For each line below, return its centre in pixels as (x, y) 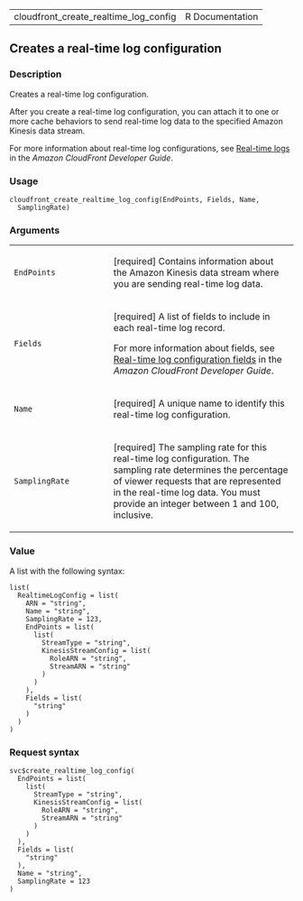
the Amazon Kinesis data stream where (196, 272)
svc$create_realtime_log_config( (72, 770)
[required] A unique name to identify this (199, 403)
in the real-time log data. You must (187, 492)
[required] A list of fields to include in (192, 317)
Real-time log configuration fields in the (197, 360)
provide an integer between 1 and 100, (196, 504)
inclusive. (133, 515)
